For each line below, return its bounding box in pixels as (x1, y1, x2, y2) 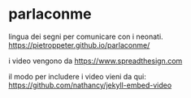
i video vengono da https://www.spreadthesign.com (8, 56, 183, 66)
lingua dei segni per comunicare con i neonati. (8, 32, 164, 41)
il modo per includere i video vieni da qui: (8, 71, 146, 81)
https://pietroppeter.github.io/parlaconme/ (8, 40, 150, 49)
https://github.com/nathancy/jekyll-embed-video (8, 80, 172, 90)
